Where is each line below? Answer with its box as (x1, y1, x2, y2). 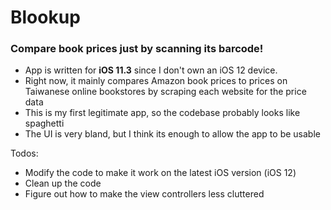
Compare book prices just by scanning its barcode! (10, 42, 264, 56)
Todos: (10, 147, 39, 160)
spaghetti (24, 117, 65, 130)
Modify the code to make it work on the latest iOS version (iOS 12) (24, 167, 297, 179)
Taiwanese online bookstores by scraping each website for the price (24, 86, 307, 98)
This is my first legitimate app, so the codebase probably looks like (24, 107, 301, 119)
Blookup (10, 6, 81, 29)
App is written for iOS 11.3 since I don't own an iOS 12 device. (24, 64, 278, 76)
